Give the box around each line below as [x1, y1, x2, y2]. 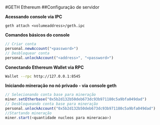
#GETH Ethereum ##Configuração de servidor [5, 4, 100, 10]
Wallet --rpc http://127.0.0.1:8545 [5, 74, 80, 79]
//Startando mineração [5, 111, 52, 116]
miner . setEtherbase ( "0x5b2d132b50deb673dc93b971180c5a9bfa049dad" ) [5, 97, 147, 102]
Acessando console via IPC [5, 14, 63, 19]
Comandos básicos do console [5, 32, 70, 38]
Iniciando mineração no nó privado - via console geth [5, 83, 117, 88]
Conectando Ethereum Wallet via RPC [5, 64, 84, 70]
